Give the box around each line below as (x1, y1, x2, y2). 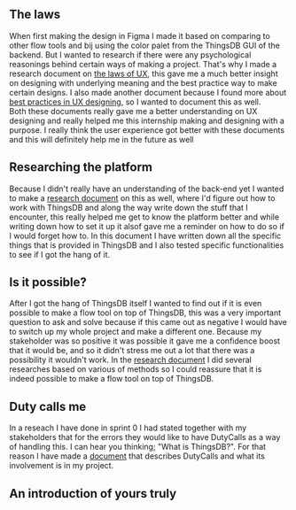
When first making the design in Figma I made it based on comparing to (9, 30, 270, 41)
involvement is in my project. (9, 460, 114, 471)
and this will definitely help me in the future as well (9, 134, 194, 144)
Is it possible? (9, 274, 87, 290)
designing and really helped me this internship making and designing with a (9, 115, 285, 126)
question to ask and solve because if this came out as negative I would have (9, 317, 288, 328)
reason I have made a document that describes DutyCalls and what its (9, 451, 266, 461)
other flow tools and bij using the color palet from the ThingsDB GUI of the (9, 40, 281, 50)
